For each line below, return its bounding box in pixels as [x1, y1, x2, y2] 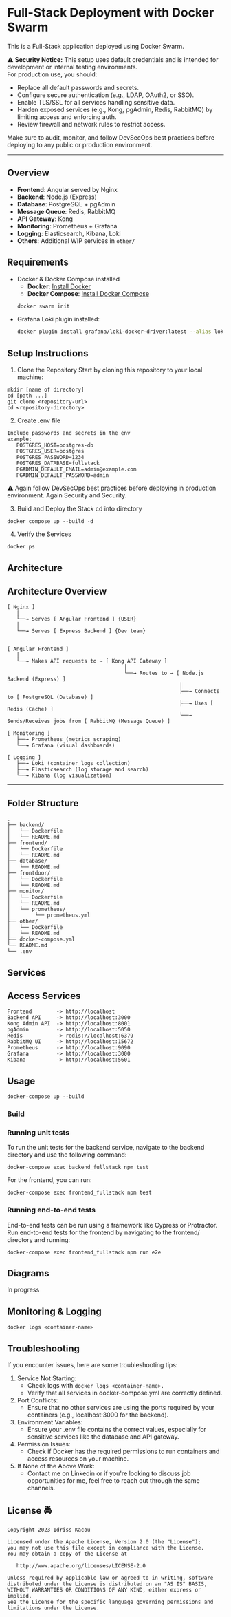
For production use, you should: [7, 70, 98, 78]
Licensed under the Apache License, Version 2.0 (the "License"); [7, 1538, 201, 1545]
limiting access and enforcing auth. [16, 112, 117, 121]
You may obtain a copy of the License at [7, 1550, 128, 1557]
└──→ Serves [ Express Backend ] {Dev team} [16, 628, 146, 634]
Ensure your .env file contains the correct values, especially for [27, 1426, 206, 1434]
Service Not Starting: [16, 1374, 77, 1382]
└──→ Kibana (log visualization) [16, 772, 112, 779]
